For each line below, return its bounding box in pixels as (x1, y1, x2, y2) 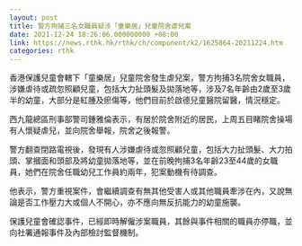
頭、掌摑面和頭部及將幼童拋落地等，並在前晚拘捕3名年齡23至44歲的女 (9, 155, 271, 166)
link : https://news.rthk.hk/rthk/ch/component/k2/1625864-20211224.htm (9, 38, 283, 48)
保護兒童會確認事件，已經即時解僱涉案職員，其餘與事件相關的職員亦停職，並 (9, 216, 293, 227)
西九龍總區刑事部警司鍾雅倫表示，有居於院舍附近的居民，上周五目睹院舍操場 (9, 114, 293, 125)
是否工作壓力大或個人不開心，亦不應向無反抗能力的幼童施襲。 (16, 197, 245, 207)
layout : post (9, 13, 58, 22)
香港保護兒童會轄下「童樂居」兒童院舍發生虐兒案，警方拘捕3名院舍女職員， (9, 73, 290, 83)
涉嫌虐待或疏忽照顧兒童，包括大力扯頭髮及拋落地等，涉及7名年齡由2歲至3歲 (9, 83, 292, 94)
